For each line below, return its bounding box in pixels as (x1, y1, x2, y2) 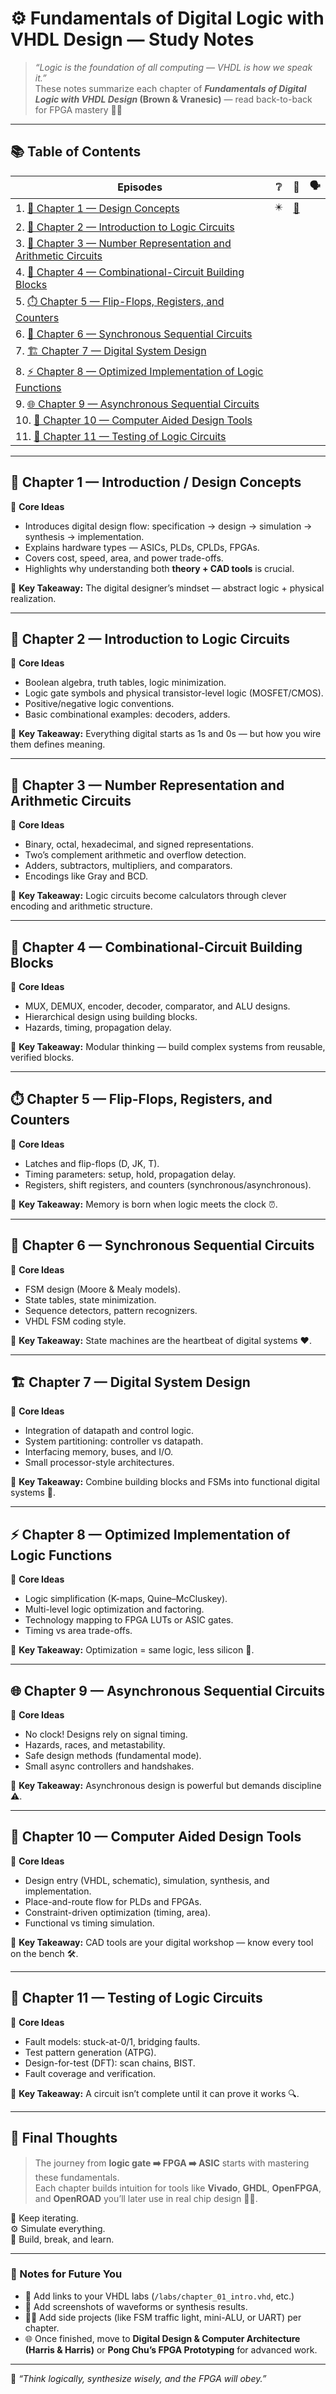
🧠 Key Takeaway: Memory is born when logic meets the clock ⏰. (10, 1198, 278, 1210)
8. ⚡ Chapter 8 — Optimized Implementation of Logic (15, 364, 264, 378)
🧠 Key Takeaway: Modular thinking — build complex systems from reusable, (10, 1041, 326, 1052)
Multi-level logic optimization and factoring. (24, 1603, 205, 1616)
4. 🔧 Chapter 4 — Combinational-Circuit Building (15, 265, 245, 279)
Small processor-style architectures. (24, 1457, 175, 1469)
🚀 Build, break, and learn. (10, 2233, 115, 2245)
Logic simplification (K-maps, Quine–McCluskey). (24, 1593, 228, 1605)
